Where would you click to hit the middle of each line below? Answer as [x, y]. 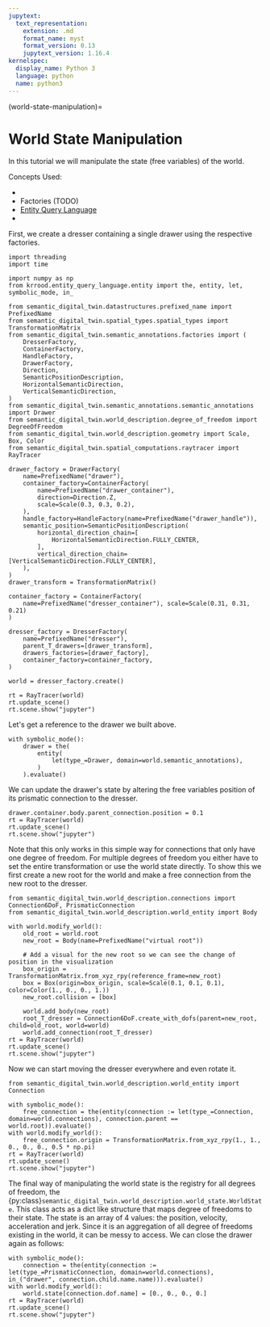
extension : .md [48, 31]
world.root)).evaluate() [50, 1126]
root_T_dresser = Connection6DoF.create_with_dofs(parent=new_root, [140, 1018]
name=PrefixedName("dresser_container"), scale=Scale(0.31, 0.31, [137, 604]
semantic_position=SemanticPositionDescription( [106, 526]
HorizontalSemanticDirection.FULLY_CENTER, [125, 540]
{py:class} [25, 1201]
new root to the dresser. [48, 884]
